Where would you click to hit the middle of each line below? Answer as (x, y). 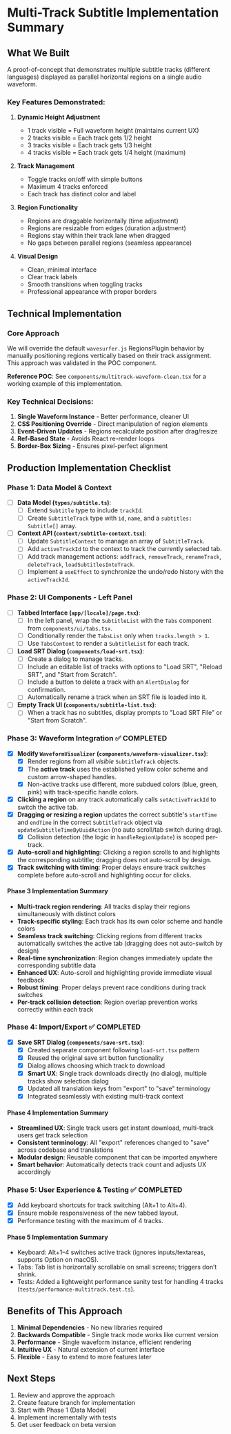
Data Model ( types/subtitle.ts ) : (64, 502)
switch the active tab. (48, 808)
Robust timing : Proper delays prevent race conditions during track (112, 987)
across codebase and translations (65, 1150)
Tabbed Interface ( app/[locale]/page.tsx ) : (79, 613)
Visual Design (38, 257)
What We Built (39, 53)
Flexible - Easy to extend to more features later (84, 1357)
